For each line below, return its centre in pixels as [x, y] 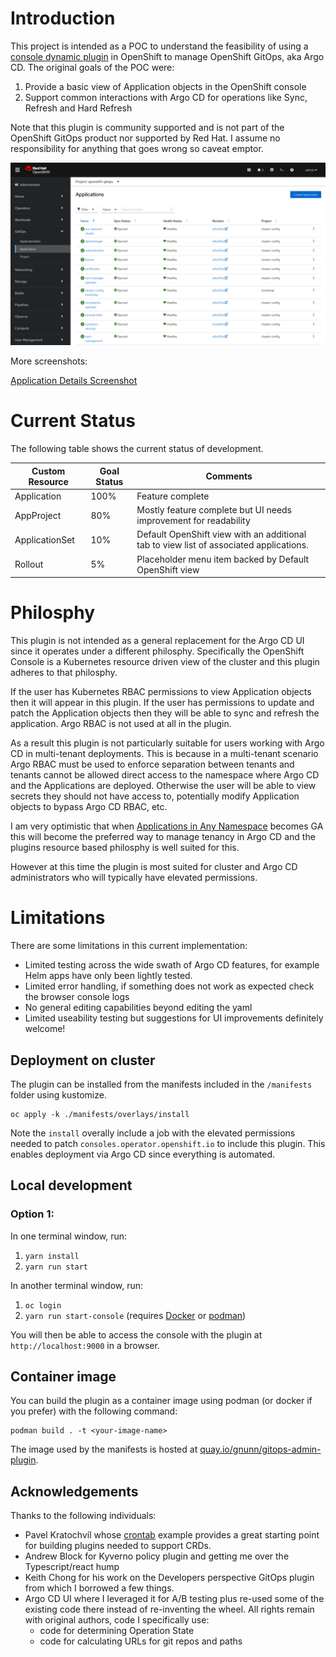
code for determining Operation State [117, 1631]
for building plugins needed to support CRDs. [118, 1546]
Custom [48, 471]
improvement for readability [193, 521]
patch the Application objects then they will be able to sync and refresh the [165, 713]
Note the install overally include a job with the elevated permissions [153, 1133]
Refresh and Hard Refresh [78, 108]
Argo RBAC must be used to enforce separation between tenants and [152, 764]
